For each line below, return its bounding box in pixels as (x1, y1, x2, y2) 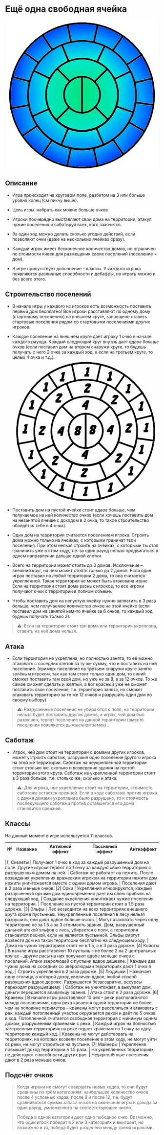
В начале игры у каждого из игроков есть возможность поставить (12, 303, 152, 309)
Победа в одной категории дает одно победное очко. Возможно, (17, 1114, 153, 1120)
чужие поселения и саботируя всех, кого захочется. (12, 221, 122, 227)
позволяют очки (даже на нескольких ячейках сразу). (12, 236, 125, 242)
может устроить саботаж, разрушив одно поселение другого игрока (12, 754, 157, 760)
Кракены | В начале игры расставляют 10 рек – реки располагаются (5, 995, 148, 1000)
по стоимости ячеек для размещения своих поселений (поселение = (12, 251, 157, 256)
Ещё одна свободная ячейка (5, 3, 127, 15)
